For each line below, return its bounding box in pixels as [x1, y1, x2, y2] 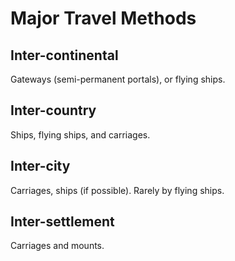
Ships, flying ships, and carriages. [10, 128, 151, 141]
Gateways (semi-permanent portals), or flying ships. [10, 73, 226, 85]
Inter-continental [10, 47, 119, 64]
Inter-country [10, 102, 97, 119]
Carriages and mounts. [10, 240, 105, 252]
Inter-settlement [10, 213, 115, 231]
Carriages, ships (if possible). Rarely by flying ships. [10, 184, 225, 196]
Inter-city [10, 158, 71, 175]
